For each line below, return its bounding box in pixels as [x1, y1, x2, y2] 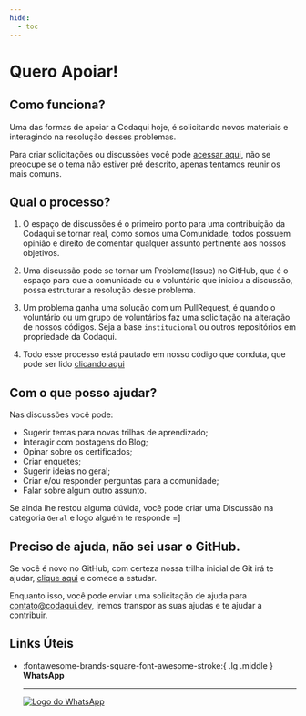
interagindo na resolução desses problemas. [9, 131, 177, 142]
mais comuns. [9, 168, 62, 179]
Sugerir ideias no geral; [22, 465, 111, 476]
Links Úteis [9, 636, 75, 651]
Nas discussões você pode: [9, 409, 114, 420]
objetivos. [22, 248, 60, 259]
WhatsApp [22, 670, 66, 680]
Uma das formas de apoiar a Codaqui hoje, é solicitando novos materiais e [9, 121, 289, 132]
